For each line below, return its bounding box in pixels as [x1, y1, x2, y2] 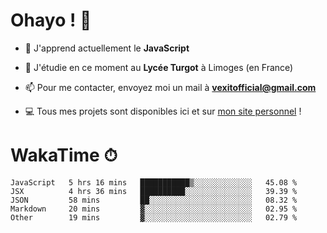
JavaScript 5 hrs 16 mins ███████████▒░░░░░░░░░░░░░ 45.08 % [10, 177, 298, 188]
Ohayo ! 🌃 [10, 9, 92, 32]
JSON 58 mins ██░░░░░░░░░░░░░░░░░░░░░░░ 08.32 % [10, 195, 298, 205]
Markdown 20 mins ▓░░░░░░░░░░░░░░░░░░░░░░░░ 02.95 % [10, 204, 298, 214]
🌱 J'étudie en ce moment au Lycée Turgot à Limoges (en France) [24, 61, 294, 73]
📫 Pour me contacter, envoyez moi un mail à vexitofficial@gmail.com [24, 81, 317, 93]
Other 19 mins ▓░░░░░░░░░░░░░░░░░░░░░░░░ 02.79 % [10, 212, 298, 223]
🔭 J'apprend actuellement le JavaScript [24, 42, 190, 54]
